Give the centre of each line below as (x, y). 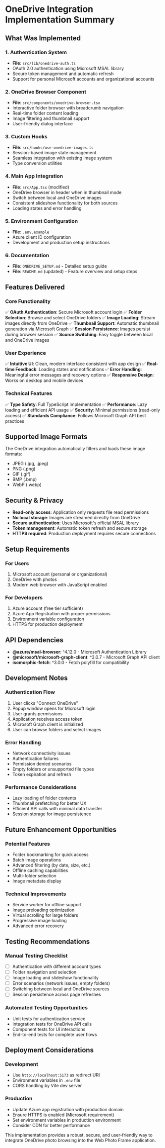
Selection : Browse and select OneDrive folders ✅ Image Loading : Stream (80, 318)
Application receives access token (47, 719)
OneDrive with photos (34, 579)
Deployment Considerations (50, 1050)
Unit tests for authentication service (49, 1019)
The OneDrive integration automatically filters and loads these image (75, 449)
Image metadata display (37, 881)
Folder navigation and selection (44, 972)
